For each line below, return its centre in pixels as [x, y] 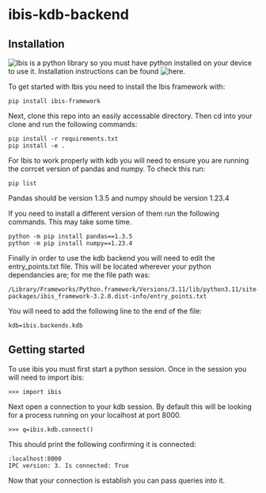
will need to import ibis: [46, 377]
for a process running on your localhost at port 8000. [95, 415]
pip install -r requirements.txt [63, 139]
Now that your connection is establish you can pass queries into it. [117, 480]
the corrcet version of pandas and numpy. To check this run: [107, 169]
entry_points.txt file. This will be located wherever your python [110, 266]
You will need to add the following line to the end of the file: [105, 311]
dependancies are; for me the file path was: [79, 275]
